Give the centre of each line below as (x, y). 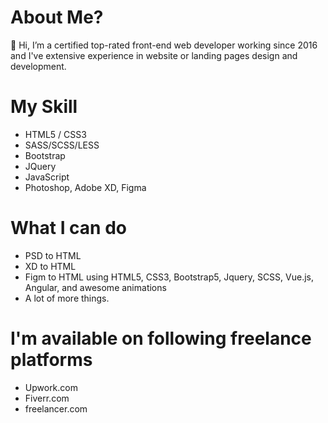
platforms (51, 360)
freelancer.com (56, 408)
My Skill (44, 107)
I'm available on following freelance (161, 338)
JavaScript (47, 177)
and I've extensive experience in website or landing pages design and (154, 55)
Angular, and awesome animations (95, 287)
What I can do (69, 228)
